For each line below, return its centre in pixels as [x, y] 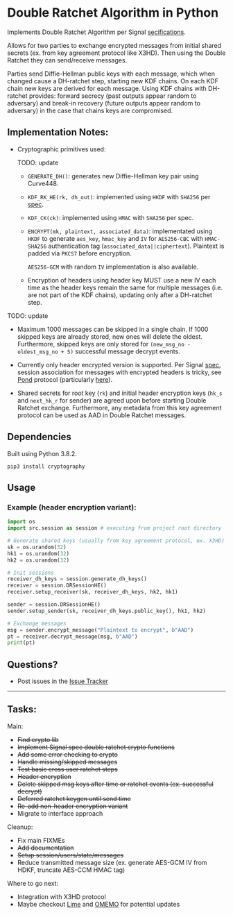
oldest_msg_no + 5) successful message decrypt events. [98, 351]
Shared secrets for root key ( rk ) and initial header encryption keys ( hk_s [120, 393]
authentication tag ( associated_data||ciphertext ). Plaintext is [136, 246]
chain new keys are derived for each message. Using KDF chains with [107, 88]
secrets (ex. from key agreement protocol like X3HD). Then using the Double [116, 53]
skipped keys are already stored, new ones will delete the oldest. [110, 336]
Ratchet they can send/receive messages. [67, 60]
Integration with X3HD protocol [61, 896]
